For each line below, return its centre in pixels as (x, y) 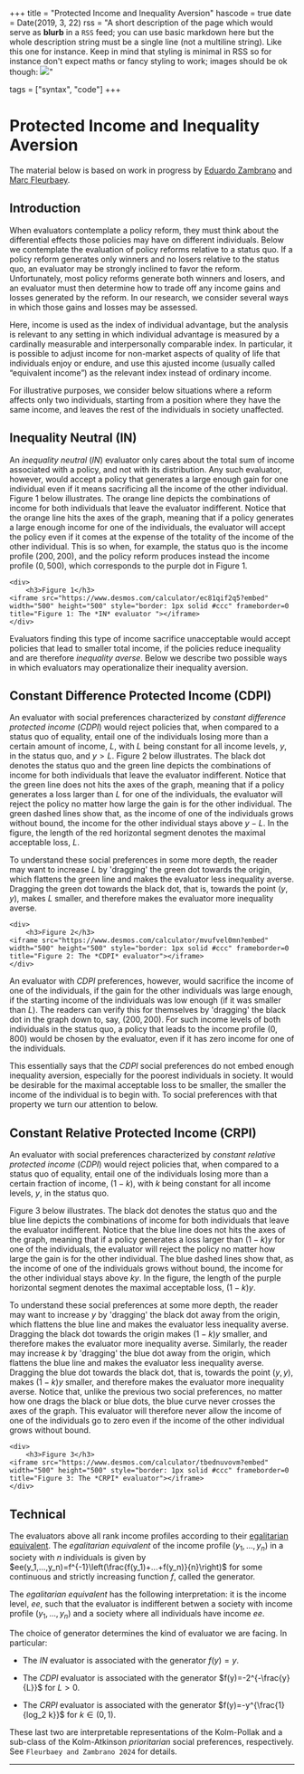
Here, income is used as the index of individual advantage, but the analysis (149, 324)
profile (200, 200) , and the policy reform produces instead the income (139, 556)
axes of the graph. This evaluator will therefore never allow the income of (146, 1411)
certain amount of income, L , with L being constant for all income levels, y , (148, 747)
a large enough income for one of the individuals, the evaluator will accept (147, 527)
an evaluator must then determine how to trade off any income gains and (145, 288)
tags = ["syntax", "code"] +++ (65, 89)
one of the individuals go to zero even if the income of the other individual (147, 1421)
